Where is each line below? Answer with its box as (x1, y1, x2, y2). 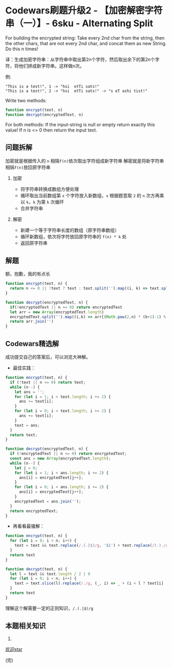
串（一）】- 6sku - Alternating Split (5, 17, 154, 29)
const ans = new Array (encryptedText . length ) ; (10, 456, 111, 461)
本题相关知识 (5, 622, 46, 631)
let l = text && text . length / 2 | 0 (10, 571, 91, 577)
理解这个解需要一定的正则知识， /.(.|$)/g (5, 605, 94, 611)
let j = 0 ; (14, 465, 38, 470)
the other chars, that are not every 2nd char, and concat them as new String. (5, 40, 167, 46)
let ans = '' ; (14, 389, 45, 394)
